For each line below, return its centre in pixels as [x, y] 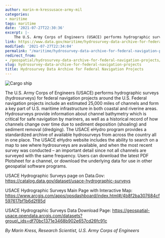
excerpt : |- [17, 33]
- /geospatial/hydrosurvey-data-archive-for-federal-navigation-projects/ [83, 60]
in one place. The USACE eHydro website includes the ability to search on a [82, 140]
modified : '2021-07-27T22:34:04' [39, 46]
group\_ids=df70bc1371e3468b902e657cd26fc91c [56, 221]
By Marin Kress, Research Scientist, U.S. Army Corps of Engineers [72, 230]
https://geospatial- [131, 210]
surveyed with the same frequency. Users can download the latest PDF [77, 155]
